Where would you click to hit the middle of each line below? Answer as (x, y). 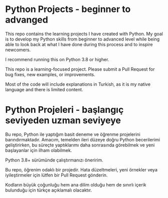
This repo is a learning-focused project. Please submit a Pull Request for (80, 69)
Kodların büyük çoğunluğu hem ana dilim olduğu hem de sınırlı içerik (76, 184)
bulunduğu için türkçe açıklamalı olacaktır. (49, 190)
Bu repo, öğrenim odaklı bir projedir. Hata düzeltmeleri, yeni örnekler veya (81, 169)
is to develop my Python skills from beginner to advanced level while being (82, 39)
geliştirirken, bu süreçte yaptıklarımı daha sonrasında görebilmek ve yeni (80, 145)
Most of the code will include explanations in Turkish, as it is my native (78, 84)
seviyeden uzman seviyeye (63, 121)
